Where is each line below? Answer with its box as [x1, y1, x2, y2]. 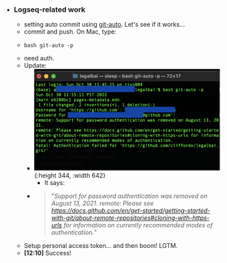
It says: [44, 179, 65, 187]
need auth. [23, 54, 55, 62]
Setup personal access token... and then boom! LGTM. [23, 242, 178, 250]
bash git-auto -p [23, 42, 74, 49]
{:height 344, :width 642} [34, 171, 106, 179]
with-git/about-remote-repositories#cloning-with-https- [51, 214, 211, 222]
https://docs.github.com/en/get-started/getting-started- [51, 207, 211, 215]
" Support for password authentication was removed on [51, 192, 208, 200]
